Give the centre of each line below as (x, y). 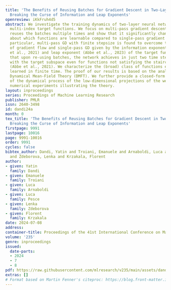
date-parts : (23, 251)
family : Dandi (25, 171)
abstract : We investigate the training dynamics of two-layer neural (81, 24)
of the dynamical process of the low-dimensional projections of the (85, 81)
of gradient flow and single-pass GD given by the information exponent (89, 48)
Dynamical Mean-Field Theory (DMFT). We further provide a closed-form (88, 76)
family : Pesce (25, 199)
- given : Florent (24, 213)
